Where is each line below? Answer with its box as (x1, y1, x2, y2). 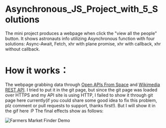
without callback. (5, 46, 40, 52)
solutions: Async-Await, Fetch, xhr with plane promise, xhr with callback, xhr (5, 41, 161, 46)
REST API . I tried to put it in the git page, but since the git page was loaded (5, 86, 158, 92)
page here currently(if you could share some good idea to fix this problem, (5, 97, 158, 103)
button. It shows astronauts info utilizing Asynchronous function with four (5, 36, 155, 42)
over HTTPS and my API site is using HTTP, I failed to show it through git (5, 92, 153, 98)
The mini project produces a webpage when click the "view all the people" (5, 30, 157, 36)
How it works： (5, 65, 69, 76)
